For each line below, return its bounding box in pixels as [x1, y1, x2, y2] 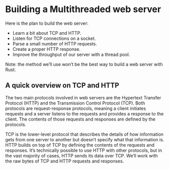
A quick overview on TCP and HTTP [5, 81, 120, 90]
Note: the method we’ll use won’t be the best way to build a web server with [5, 61, 163, 67]
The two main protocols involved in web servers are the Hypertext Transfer [5, 94, 161, 100]
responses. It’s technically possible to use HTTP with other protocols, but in [5, 147, 162, 153]
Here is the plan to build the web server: [5, 20, 89, 26]
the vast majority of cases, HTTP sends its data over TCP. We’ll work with [5, 152, 158, 158]
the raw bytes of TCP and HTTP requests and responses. [5, 158, 124, 164]
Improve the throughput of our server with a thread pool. [12, 51, 130, 58]
